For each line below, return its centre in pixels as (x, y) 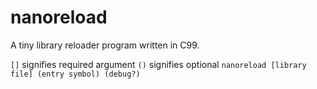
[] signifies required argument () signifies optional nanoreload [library (158, 64)
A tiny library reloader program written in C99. (105, 45)
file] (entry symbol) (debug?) (75, 74)
